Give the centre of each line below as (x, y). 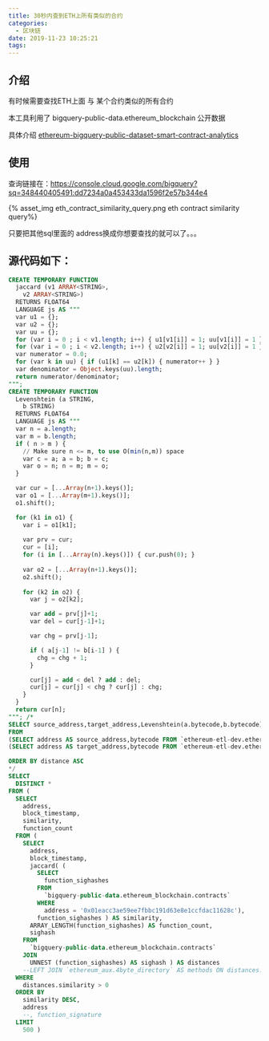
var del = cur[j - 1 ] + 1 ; (67, 622)
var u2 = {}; (37, 324)
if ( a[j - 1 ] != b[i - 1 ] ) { (74, 650)
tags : (17, 46)
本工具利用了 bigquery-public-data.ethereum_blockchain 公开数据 (117, 118)
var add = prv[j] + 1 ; (64, 614)
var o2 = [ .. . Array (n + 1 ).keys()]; (80, 569)
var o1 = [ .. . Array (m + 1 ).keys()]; (73, 496)
